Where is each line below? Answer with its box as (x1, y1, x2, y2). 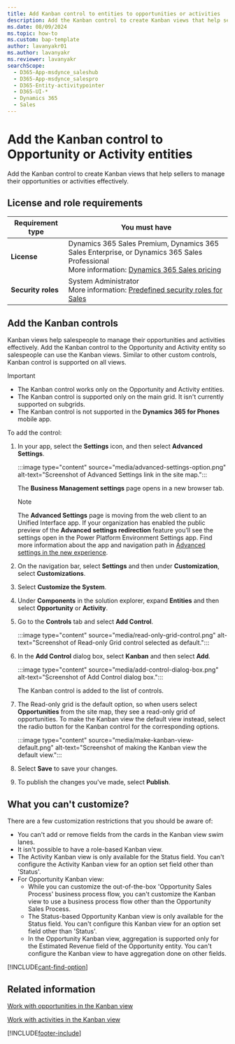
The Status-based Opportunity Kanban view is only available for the (27, 912, 224, 921)
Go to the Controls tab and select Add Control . (17, 617, 154, 626)
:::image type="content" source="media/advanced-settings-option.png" (17, 463, 227, 472)
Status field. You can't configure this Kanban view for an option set (27, 919, 221, 928)
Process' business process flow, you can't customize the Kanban (27, 890, 216, 898)
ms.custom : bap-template (7, 36, 80, 43)
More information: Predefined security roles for (68, 285, 222, 295)
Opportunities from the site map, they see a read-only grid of (17, 707, 196, 716)
